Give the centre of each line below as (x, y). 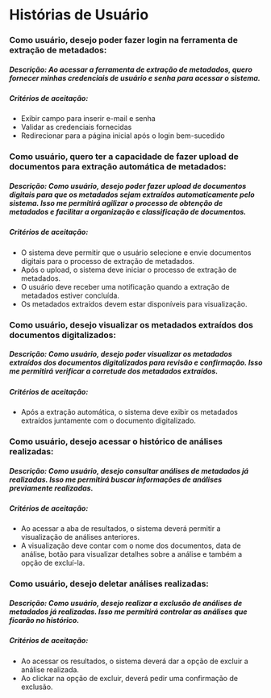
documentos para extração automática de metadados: (118, 167)
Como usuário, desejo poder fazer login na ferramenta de (124, 40)
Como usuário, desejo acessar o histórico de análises (116, 441)
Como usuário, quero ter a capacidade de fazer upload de (124, 157)
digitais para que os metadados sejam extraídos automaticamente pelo (132, 194)
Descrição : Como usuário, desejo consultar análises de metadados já (129, 470)
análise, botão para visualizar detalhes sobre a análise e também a (131, 554)
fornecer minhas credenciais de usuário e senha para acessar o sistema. (135, 77)
